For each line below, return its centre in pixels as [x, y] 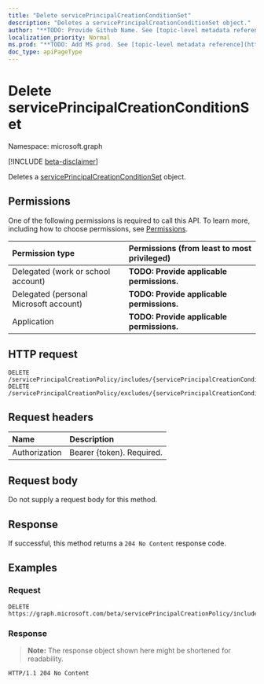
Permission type [44, 253]
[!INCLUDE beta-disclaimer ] [53, 161]
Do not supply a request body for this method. [83, 500]
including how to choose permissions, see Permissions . [98, 228]
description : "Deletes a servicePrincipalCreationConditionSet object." [130, 23]
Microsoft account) [48, 304]
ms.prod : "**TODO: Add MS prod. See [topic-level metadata [107, 45]
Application [33, 321]
